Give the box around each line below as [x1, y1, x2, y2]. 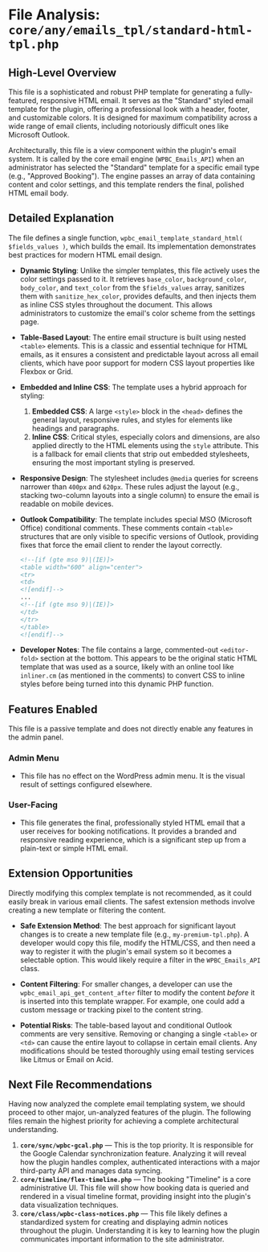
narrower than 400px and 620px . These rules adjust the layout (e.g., [19, 481, 240, 492]
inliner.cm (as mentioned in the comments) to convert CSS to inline [19, 670, 246, 681]
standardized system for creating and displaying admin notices [19, 1217, 229, 1227]
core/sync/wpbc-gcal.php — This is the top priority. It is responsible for [19, 1140, 254, 1150]
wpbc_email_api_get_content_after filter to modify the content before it [19, 987, 255, 997]
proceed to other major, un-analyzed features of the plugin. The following [8, 1108, 251, 1118]
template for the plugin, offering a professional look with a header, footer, [8, 105, 250, 113]
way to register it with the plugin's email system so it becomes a [19, 946, 233, 956]
